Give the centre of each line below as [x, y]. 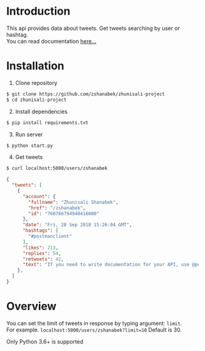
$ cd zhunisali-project [37, 100]
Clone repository [36, 83]
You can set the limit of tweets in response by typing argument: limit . [94, 323]
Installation [35, 66]
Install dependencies [41, 111]
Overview [31, 306]
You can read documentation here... [51, 41]
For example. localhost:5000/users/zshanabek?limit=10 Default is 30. [94, 330]
